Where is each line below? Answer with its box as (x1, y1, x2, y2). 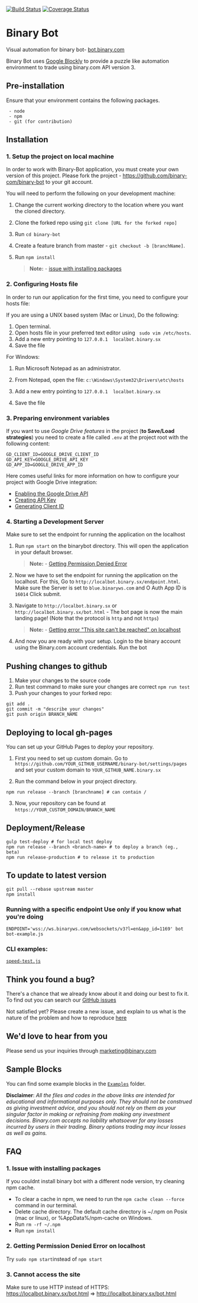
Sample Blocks (6, 1065, 62, 1075)
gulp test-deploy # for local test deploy (6, 839, 112, 845)
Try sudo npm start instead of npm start (6, 1255, 102, 1263)
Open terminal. (14, 323, 51, 330)
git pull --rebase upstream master (6, 886, 94, 892)
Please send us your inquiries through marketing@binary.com (6, 1047, 157, 1054)
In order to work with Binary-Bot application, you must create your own (6, 166, 179, 173)
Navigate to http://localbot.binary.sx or (14, 602, 117, 609)
